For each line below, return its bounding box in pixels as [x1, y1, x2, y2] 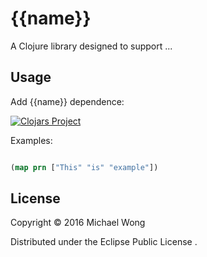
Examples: [10, 134, 53, 146]
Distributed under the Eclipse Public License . [10, 236, 198, 248]
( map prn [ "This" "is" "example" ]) [10, 162, 159, 172]
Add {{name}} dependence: [10, 95, 125, 107]
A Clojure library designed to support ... [10, 40, 173, 52]
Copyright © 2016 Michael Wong [10, 217, 146, 229]
